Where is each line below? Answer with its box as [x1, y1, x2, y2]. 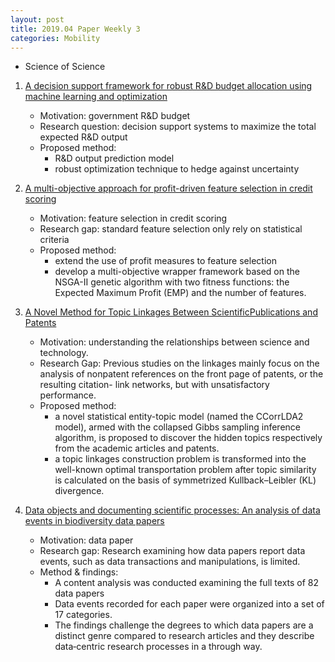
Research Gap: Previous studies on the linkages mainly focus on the [39, 357, 320, 370]
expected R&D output [39, 131, 128, 143]
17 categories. [54, 609, 113, 621]
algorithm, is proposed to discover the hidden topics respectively [54, 432, 323, 444]
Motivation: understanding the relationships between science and [39, 336, 310, 348]
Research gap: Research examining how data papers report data [39, 545, 306, 557]
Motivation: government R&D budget [39, 110, 191, 122]
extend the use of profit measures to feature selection [54, 255, 277, 267]
